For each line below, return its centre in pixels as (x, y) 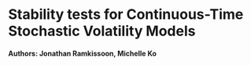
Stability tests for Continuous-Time (126, 15)
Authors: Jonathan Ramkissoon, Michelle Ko (83, 53)
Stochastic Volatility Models (102, 31)
